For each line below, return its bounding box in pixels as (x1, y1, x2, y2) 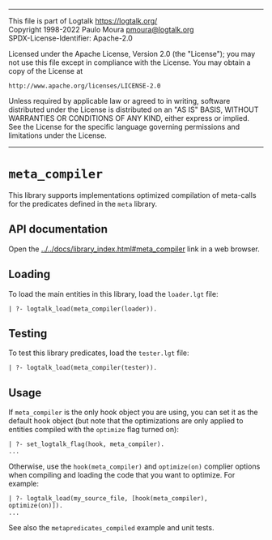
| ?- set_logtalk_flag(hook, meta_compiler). (8, 440, 164, 448)
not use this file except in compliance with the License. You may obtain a (8, 58, 251, 67)
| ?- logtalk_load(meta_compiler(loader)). (8, 305, 158, 313)
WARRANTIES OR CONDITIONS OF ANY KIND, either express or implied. (8, 114, 249, 122)
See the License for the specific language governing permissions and (8, 122, 240, 131)
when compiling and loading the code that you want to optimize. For (8, 470, 236, 480)
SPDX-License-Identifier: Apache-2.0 (8, 33, 134, 43)
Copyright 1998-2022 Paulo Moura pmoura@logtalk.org (8, 25, 194, 34)
